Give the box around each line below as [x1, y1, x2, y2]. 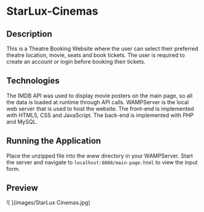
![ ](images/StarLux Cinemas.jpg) [6, 199, 90, 206]
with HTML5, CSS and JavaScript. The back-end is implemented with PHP [6, 112, 194, 119]
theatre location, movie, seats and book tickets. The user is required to [6, 51, 186, 59]
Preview [6, 183, 39, 194]
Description [6, 29, 52, 39]
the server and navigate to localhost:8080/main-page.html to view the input [6, 158, 198, 166]
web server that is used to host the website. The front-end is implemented [6, 105, 195, 112]
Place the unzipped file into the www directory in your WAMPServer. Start [6, 152, 194, 159]
